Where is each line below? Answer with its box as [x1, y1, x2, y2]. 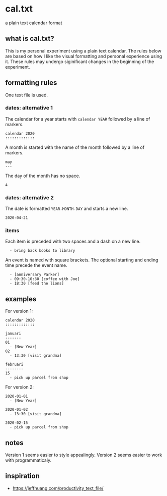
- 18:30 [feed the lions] [10, 281, 64, 286]
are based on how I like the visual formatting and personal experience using [5, 53, 162, 59]
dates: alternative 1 [5, 104, 53, 112]
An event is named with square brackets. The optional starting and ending [5, 257, 158, 263]
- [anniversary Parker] [10, 272, 59, 278]
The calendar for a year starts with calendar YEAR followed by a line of [5, 116, 150, 122]
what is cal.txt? [5, 34, 54, 43]
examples [5, 295, 37, 303]
